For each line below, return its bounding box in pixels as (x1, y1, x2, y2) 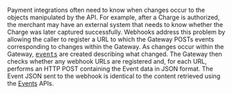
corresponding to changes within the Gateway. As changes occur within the (7, 43, 224, 50)
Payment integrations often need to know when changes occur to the (7, 6, 206, 14)
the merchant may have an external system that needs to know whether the (7, 21, 224, 28)
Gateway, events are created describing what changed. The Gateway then (7, 50, 222, 58)
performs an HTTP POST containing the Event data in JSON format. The (7, 65, 213, 73)
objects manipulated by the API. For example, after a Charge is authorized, (7, 13, 220, 21)
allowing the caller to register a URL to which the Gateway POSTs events (7, 35, 215, 44)
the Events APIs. (7, 79, 54, 87)
